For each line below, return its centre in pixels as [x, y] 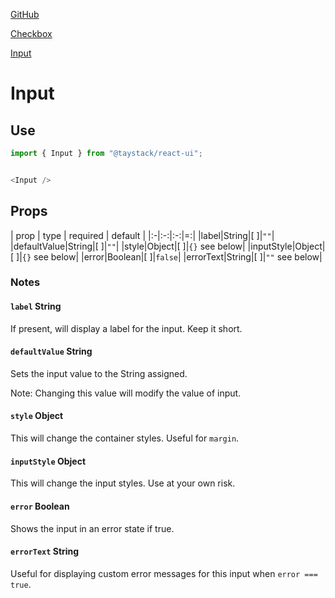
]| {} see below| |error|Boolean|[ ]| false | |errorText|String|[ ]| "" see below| [169, 256]
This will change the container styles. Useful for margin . [125, 438]
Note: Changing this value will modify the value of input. [126, 393]
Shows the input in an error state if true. [92, 528]
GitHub [25, 14]
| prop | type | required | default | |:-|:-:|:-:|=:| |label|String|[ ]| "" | [142, 235]
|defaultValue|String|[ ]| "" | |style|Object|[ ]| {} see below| [128, 246]
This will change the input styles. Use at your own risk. [123, 483]
